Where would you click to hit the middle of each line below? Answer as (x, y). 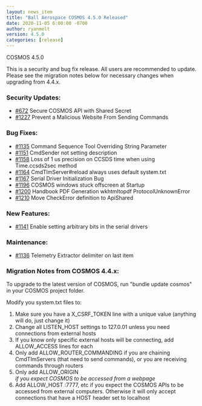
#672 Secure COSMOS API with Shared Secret (73, 111)
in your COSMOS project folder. (46, 291)
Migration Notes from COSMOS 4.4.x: (63, 271)
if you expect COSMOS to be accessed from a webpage (85, 379)
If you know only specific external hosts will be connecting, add (94, 340)
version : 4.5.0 (25, 35)
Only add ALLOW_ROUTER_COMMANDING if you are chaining (93, 353)
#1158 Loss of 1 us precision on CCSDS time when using (85, 159)
